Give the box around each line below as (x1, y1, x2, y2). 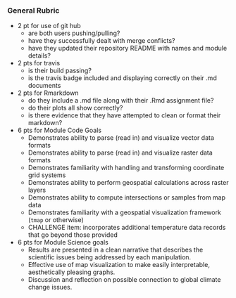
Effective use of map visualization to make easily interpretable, (27, 261, 210, 269)
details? (27, 51, 51, 60)
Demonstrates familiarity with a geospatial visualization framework (27, 208, 222, 216)
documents (27, 82, 61, 90)
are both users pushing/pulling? (27, 29, 120, 37)
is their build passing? (27, 66, 92, 75)
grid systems (27, 171, 66, 179)
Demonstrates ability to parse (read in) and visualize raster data (27, 148, 213, 157)
